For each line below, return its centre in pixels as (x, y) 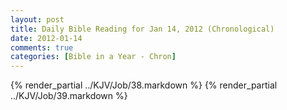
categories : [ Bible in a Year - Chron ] (93, 57)
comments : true (42, 47)
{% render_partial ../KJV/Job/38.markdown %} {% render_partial (144, 85)
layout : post (37, 19)
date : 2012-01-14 (46, 38)
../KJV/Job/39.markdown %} (69, 96)
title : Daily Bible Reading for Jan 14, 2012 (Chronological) (142, 29)
